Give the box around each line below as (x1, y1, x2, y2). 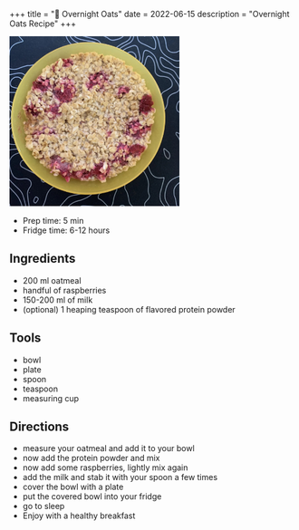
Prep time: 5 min (22, 216, 84, 226)
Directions (9, 419, 70, 435)
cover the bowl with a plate (22, 481, 124, 493)
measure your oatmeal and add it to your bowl (22, 443, 195, 454)
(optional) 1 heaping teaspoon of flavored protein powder (22, 304, 236, 314)
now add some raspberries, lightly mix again (22, 462, 188, 473)
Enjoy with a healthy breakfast (22, 510, 136, 521)
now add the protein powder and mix (22, 453, 160, 464)
